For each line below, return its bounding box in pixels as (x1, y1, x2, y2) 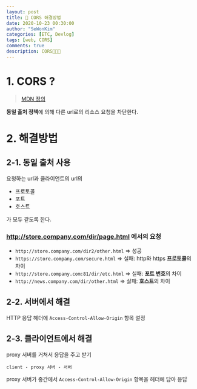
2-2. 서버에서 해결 (6, 297, 71, 307)
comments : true (6, 43, 45, 49)
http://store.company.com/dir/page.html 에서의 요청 (6, 232, 162, 241)
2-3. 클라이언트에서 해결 (6, 334, 93, 344)
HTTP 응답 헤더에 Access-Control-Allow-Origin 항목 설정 (6, 314, 145, 321)
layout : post (6, 8, 39, 15)
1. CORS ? (6, 74, 56, 88)
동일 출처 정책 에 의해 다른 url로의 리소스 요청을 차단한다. (6, 108, 138, 115)
